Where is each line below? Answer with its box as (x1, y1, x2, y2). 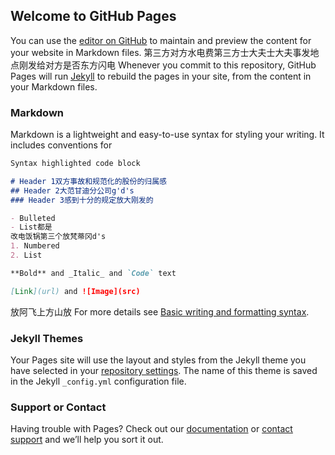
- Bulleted (10, 213, 56, 223)
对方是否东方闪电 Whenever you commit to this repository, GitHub (44, 59, 317, 71)
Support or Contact (10, 400, 107, 414)
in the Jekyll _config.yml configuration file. (10, 375, 187, 388)
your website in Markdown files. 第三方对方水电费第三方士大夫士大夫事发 (10, 46, 311, 58)
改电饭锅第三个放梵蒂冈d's (10, 232, 107, 242)
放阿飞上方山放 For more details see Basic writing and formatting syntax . (10, 305, 310, 318)
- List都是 (10, 222, 53, 233)
